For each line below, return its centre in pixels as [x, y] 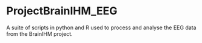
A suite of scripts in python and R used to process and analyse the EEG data [101, 27]
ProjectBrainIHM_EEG [62, 11]
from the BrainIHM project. [39, 33]
